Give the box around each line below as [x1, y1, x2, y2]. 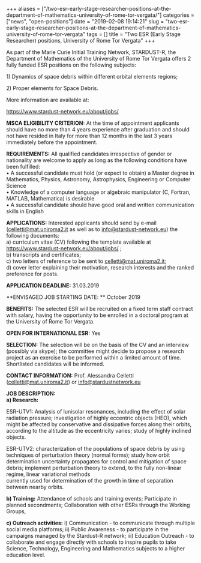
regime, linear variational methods [6, 471, 91, 478]
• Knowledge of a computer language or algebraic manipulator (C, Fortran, [6, 188, 191, 196]
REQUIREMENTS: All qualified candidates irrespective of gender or [6, 150, 172, 157]
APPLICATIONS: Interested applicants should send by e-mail [6, 219, 157, 226]
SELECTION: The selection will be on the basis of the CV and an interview [6, 342, 189, 348]
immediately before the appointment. [6, 139, 98, 146]
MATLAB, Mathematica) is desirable [6, 195, 95, 202]
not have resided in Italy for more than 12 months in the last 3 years [6, 132, 173, 139]
